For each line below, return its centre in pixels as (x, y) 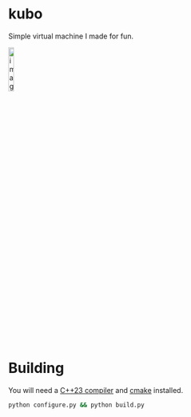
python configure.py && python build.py (77, 405)
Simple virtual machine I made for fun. (71, 36)
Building (36, 368)
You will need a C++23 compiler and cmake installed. (96, 390)
